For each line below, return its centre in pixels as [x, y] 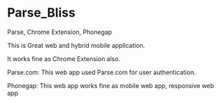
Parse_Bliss [42, 13]
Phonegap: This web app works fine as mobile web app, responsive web [111, 85]
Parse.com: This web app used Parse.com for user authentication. [101, 72]
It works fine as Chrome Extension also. [64, 59]
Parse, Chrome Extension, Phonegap [60, 32]
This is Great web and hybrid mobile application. [76, 45]
